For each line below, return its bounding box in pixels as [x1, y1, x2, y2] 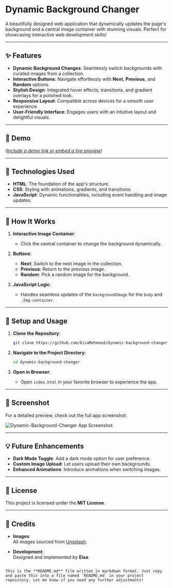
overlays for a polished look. [12, 92, 73, 98]
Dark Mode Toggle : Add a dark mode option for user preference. [12, 455, 151, 461]
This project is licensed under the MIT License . [5, 500, 106, 506]
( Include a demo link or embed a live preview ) [5, 148, 102, 154]
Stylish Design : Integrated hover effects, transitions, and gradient [12, 86, 153, 93]
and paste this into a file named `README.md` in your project [5, 573, 144, 578]
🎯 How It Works [5, 217, 56, 226]
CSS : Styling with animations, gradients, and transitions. [12, 186, 132, 192]
